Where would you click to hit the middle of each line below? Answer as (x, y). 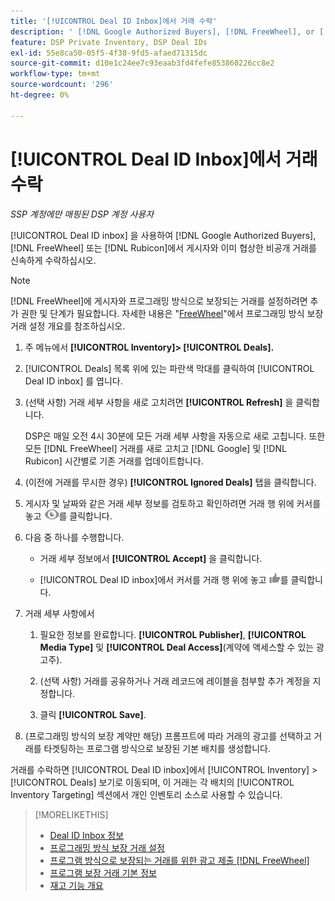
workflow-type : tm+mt (55, 74)
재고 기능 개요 (76, 885)
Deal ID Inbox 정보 (87, 835)
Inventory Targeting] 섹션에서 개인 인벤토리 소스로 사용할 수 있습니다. (146, 794)
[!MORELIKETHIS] (71, 814)
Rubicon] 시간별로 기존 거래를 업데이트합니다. (114, 461)
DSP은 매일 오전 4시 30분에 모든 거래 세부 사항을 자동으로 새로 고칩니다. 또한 (175, 436)
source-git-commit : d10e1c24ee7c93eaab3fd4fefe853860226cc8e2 (142, 63)
